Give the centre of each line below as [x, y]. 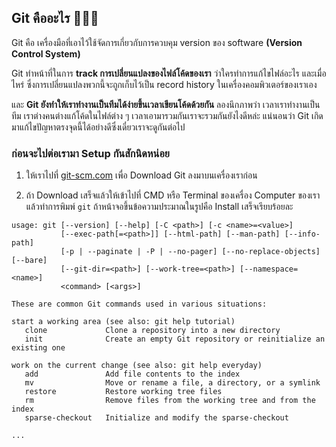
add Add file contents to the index [132, 374]
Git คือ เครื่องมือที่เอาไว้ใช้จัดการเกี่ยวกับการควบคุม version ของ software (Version [157, 42]
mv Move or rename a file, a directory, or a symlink [172, 383]
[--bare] [29, 261]
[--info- [302, 234]
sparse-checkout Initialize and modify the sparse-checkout [156, 418]
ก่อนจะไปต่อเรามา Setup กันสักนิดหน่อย [90, 153]
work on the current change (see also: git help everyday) [137, 366]
